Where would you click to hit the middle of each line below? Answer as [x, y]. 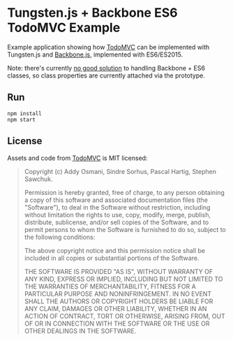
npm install [24, 113]
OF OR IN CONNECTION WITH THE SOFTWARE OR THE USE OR [117, 324]
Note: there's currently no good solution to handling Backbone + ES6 [106, 68]
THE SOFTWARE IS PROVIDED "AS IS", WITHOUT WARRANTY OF [119, 271]
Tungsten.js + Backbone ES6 [92, 13]
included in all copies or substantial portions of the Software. [112, 258]
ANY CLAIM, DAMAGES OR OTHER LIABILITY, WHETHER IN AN [115, 308]
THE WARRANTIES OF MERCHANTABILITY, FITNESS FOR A [110, 286]
